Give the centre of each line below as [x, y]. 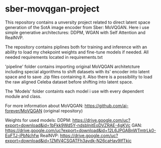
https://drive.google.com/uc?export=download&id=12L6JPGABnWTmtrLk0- [80, 130]
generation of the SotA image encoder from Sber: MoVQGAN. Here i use [77, 27]
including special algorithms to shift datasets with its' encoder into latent [77, 71]
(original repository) [63, 111]
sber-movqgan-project [52, 9]
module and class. [23, 96]
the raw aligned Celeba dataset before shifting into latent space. [69, 82]
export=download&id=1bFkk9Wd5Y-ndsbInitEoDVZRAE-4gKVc [68, 125]
